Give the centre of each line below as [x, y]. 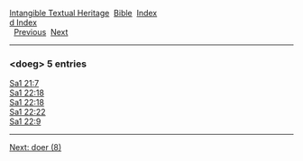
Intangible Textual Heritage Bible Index [83, 13]
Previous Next [41, 32]
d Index [23, 22]
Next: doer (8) [36, 148]
